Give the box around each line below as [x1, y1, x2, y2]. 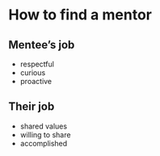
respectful [19, 59, 55, 69]
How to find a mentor [8, 6, 152, 24]
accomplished [19, 138, 68, 148]
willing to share [19, 129, 71, 139]
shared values [19, 121, 67, 131]
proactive [19, 77, 53, 86]
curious [19, 68, 46, 78]
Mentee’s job [8, 38, 75, 52]
